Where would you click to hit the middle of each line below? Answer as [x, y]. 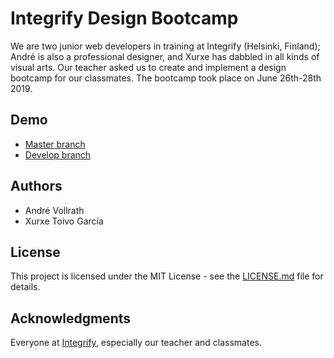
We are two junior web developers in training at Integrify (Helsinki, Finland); [165, 46]
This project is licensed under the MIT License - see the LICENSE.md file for [167, 276]
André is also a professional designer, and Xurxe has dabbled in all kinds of [165, 56]
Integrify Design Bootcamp [124, 18]
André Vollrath [54, 210]
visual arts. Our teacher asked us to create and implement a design [148, 67]
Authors [36, 186]
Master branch [55, 144]
